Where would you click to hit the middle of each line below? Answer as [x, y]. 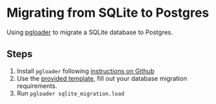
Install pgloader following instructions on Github [86, 70]
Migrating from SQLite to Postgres [108, 13]
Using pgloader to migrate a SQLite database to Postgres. [90, 32]
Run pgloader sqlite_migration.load [70, 93]
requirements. [37, 86]
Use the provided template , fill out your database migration [102, 78]
